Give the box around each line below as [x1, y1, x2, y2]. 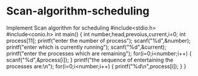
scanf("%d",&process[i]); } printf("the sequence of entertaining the [6, 56, 174, 63]
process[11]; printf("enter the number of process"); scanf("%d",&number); [6, 37, 191, 44]
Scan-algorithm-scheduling [6, 4, 150, 18]
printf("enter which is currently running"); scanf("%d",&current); [6, 43, 167, 51]
